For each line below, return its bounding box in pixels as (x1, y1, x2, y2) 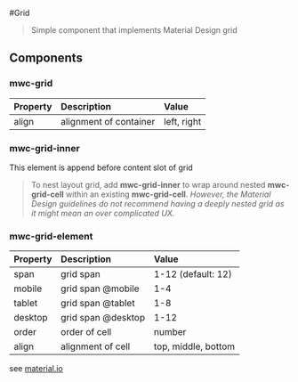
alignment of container (60, 115, 156, 127)
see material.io (9, 363, 64, 374)
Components (9, 51, 83, 66)
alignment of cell (60, 340, 131, 353)
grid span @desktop (60, 312, 145, 324)
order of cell (60, 326, 112, 338)
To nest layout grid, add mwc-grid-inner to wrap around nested (30, 179, 266, 190)
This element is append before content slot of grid (9, 162, 193, 173)
